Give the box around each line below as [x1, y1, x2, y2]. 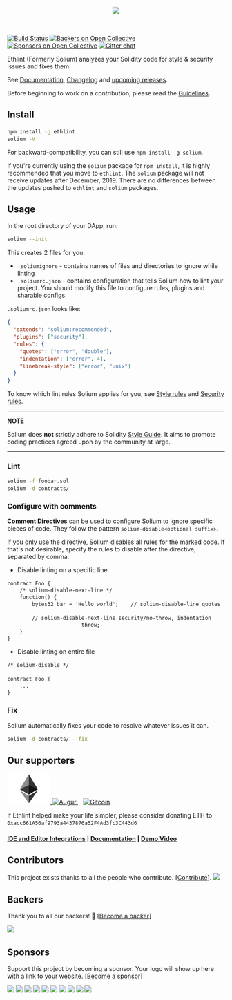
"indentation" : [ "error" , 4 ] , [19, 355, 107, 362]
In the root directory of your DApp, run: [7, 222, 118, 230]
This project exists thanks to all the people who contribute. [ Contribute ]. [7, 874, 212, 882]
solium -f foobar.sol [7, 478, 70, 485]
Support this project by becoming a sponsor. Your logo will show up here [7, 965, 214, 973]
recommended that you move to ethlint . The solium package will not [7, 169, 205, 177]
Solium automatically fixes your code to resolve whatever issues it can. [7, 721, 209, 729]
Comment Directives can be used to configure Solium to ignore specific [7, 517, 213, 525]
